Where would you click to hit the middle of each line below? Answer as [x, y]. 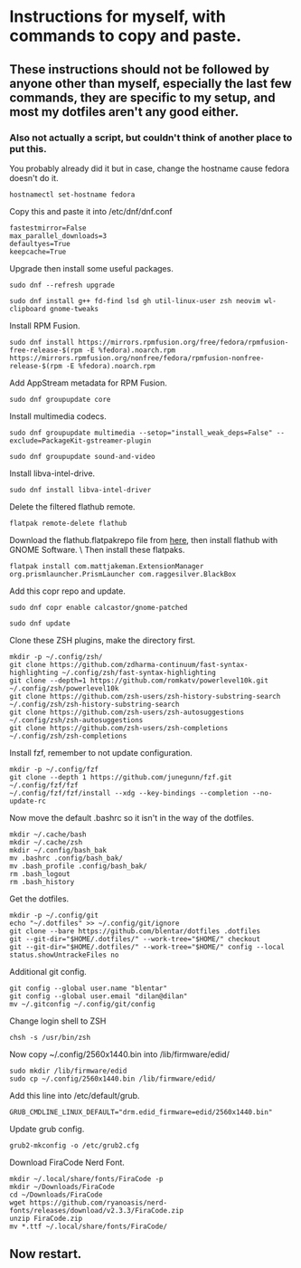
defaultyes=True [40, 243]
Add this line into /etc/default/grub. [75, 1095]
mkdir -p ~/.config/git [54, 915]
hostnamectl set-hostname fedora [72, 195]
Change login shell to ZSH [58, 1021]
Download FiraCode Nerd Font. [67, 1162]
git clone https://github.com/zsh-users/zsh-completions [119, 728]
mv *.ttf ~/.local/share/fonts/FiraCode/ [89, 1226]
